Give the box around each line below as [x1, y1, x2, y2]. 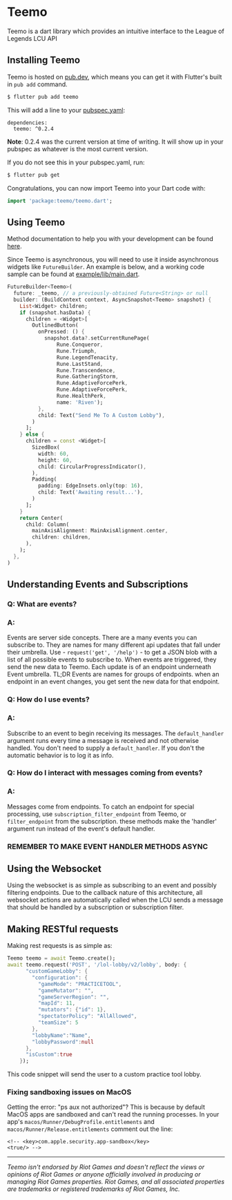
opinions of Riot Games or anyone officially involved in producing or [7, 1170, 202, 1179]
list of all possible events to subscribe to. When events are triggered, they [7, 655, 217, 664]
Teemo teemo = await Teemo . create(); [7, 955, 116, 962]
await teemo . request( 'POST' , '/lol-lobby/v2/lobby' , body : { [7, 961, 187, 969]
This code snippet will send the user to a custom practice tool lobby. [7, 1070, 202, 1078]
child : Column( [25, 521, 70, 528]
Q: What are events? [7, 599, 77, 608]
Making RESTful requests [7, 923, 119, 935]
